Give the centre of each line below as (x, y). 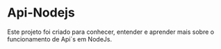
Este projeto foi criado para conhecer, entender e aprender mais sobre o (110, 32)
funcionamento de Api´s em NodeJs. (60, 39)
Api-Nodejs (41, 13)
